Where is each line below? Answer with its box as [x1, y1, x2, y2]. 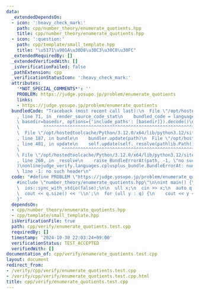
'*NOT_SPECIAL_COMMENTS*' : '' [17, 86, 92, 92]
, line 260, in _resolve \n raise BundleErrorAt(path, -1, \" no [17, 158, 184, 164]
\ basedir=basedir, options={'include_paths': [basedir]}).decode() [17, 119, 190, 125]
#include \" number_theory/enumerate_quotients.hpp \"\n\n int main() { [17, 180, 192, 186]
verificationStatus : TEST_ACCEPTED [11, 240, 99, 246]
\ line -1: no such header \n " [17, 168, 92, 175]
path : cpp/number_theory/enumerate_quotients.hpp [17, 25, 142, 31]
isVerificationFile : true [11, 218, 76, 224]
